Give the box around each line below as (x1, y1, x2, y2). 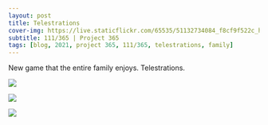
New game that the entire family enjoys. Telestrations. (8, 63, 186, 72)
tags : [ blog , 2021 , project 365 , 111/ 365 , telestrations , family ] (8, 41, 234, 49)
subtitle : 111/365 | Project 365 (8, 33, 120, 42)
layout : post (8, 11, 52, 20)
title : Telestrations (8, 19, 81, 27)
